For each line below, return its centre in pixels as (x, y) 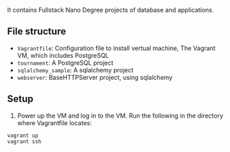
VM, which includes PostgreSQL (63, 55)
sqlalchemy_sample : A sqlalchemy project (75, 70)
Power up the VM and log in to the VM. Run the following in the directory (120, 116)
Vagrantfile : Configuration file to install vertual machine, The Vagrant (116, 48)
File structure (37, 31)
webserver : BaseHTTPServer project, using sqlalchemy (95, 77)
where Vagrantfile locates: (54, 122)
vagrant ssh (24, 141)
